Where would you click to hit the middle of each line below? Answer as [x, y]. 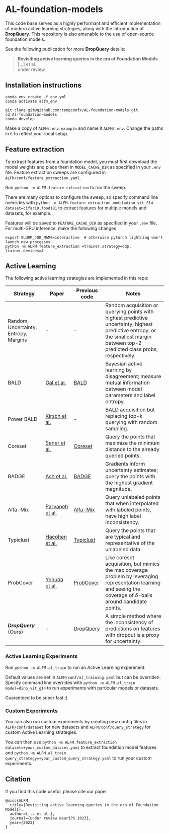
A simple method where [133, 616]
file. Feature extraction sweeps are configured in [56, 172]
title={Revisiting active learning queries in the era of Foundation [84, 805]
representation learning [133, 583]
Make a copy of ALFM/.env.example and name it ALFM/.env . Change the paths [84, 128]
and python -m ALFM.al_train [36, 752]
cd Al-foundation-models [31, 114]
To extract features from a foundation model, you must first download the [81, 162]
